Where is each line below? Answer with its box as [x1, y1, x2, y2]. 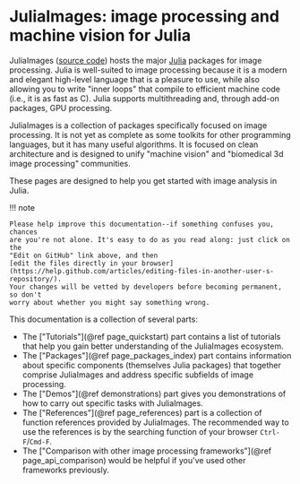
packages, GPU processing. [9, 102, 113, 113]
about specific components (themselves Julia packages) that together [21, 359, 282, 370]
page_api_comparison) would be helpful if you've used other [21, 454, 246, 465]
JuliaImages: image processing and [9, 6, 280, 27]
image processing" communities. [9, 158, 132, 169]
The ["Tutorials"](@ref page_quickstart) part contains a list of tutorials [21, 331, 281, 341]
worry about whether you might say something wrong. [9, 298, 210, 307]
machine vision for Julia [9, 25, 191, 46]
